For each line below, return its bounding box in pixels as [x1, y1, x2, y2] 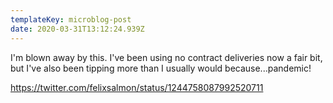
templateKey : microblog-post [10, 14, 132, 25]
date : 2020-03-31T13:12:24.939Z [10, 24, 145, 34]
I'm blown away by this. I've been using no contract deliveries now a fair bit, [10, 51, 323, 63]
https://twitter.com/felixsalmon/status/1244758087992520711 [10, 81, 264, 93]
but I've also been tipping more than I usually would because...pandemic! [10, 62, 312, 74]
